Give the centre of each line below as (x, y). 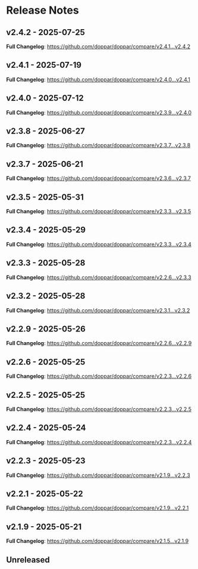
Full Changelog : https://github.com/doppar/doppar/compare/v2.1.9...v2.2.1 (98, 508)
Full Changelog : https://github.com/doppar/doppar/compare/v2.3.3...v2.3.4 (99, 244)
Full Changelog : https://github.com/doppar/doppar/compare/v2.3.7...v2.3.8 (98, 146)
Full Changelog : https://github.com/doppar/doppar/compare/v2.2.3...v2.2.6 (99, 376)
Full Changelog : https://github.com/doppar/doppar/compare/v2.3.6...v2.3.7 (99, 178)
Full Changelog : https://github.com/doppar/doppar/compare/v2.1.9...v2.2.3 (98, 475)
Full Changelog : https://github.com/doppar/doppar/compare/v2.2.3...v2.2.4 (99, 442)
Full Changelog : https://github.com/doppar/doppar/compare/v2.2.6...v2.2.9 (99, 343)
